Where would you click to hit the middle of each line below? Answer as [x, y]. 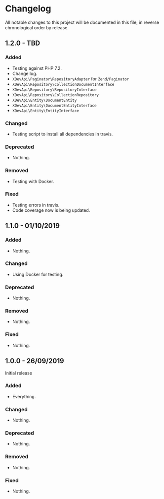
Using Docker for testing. [38, 274]
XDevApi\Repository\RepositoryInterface [54, 90]
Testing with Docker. [33, 181]
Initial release [19, 373]
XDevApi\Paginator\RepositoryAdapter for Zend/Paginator [71, 79]
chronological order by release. [37, 27]
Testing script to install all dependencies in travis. [62, 134]
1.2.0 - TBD [23, 43]
